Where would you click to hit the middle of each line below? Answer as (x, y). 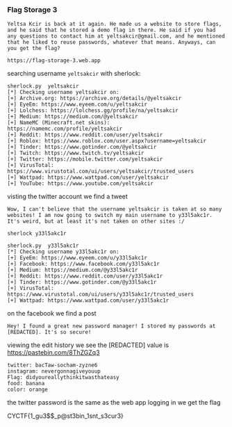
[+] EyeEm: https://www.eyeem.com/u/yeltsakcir (77, 105)
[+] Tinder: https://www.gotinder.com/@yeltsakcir (82, 147)
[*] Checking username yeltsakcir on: (63, 92)
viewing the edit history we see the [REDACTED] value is (88, 345)
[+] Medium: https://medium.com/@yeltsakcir (73, 117)
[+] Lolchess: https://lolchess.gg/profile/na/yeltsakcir (93, 111)
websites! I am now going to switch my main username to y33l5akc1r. (110, 216)
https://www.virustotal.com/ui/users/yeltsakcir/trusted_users (101, 172)
